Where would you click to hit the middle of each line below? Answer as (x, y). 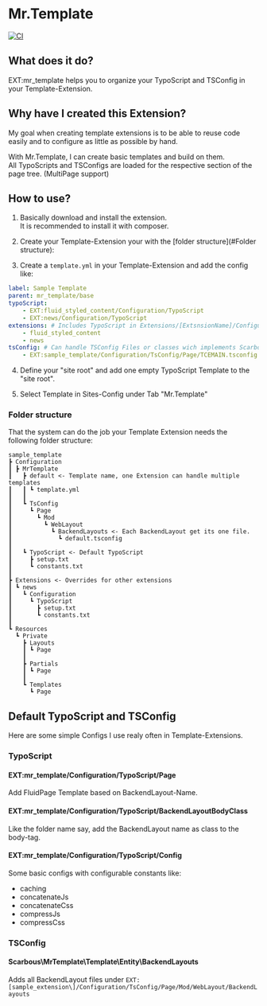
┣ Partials (41, 664)
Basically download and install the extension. (93, 218)
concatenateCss (46, 905)
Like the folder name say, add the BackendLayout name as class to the (124, 829)
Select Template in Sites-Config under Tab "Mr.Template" (114, 394)
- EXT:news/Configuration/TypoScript (85, 318)
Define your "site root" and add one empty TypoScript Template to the (135, 370)
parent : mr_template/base (51, 296)
